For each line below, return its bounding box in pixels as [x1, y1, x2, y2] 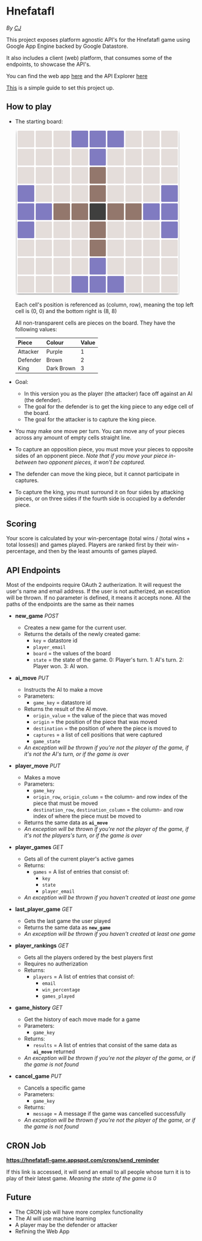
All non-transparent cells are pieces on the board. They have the [14, 319, 176, 326]
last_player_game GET [14, 905, 73, 913]
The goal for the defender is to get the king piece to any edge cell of [24, 403, 194, 410]
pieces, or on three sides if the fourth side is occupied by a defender [14, 495, 186, 502]
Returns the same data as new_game [24, 924, 111, 931]
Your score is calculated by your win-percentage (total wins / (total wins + [6, 535, 191, 542]
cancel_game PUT [14, 1073, 62, 1080]
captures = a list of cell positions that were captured [33, 731, 163, 738]
